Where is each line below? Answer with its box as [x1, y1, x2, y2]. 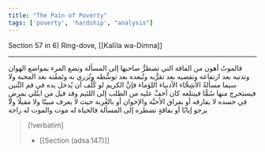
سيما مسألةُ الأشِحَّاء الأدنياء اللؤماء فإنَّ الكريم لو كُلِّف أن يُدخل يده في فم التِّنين [8, 80, 237, 89]
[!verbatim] [27, 120, 65, 130]
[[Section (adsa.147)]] [39, 135, 110, 145]
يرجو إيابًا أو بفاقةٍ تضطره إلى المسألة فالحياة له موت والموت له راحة [8, 105, 208, 114]
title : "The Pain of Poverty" [8, 11, 108, 20]
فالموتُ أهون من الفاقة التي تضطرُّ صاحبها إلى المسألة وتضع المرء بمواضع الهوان [8, 63, 243, 72]
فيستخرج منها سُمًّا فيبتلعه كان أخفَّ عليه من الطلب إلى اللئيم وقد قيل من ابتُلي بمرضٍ [8, 88, 256, 98]
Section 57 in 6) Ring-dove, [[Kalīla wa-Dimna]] [8, 40, 163, 50]
